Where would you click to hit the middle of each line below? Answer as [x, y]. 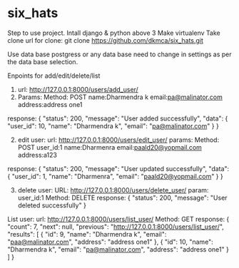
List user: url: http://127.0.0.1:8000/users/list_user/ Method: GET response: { [118, 219]
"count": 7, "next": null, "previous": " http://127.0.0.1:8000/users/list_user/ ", [116, 227]
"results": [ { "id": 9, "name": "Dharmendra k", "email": [87, 234]
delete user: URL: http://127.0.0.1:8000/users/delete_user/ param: [113, 190]
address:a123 [37, 155]
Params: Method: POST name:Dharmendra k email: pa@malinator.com [120, 97]
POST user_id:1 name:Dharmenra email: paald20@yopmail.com [110, 147]
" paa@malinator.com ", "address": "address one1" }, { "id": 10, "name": [111, 242]
